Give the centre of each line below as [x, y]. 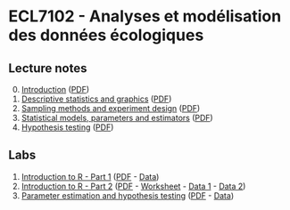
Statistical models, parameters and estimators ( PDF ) [117, 118]
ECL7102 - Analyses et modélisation [145, 16]
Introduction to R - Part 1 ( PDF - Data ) [90, 176]
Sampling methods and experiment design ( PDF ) [111, 108]
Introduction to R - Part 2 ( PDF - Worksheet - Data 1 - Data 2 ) [133, 186]
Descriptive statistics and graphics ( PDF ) [96, 99]
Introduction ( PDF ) [55, 89]
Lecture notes [48, 68]
